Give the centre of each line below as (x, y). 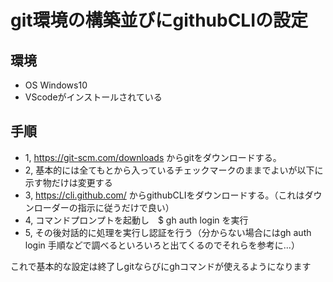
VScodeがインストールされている (93, 97)
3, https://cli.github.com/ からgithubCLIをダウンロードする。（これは (164, 195)
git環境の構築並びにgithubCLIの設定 (159, 20)
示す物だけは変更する (68, 182)
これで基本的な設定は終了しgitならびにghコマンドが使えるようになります (161, 266)
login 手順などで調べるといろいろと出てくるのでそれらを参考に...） (162, 245)
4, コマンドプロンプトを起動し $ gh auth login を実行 (136, 220)
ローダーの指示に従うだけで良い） (104, 207)
